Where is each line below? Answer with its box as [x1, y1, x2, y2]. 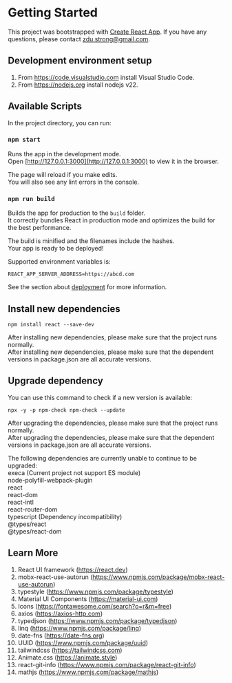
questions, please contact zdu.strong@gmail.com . [8, 34, 151, 43]
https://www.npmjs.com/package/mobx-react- [92, 573, 225, 581]
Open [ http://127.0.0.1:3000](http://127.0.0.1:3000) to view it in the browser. [8, 157, 220, 165]
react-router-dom [8, 505, 58, 514]
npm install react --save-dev [8, 321, 95, 328]
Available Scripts [8, 101, 82, 112]
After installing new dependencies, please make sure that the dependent [8, 348, 214, 356]
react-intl [8, 498, 34, 506]
